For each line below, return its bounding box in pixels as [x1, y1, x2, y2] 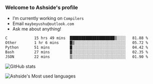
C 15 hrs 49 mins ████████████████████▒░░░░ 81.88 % [5, 35, 149, 41]
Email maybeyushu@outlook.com [12, 20, 74, 26]
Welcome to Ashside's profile [5, 4, 78, 11]
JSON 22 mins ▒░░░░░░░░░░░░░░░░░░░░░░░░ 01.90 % [5, 54, 149, 59]
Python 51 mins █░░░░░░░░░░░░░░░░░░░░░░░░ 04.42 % [5, 45, 149, 50]
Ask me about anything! [12, 26, 61, 32]
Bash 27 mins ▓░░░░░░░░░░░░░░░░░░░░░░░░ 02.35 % [5, 49, 149, 54]
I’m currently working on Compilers [12, 15, 84, 21]
